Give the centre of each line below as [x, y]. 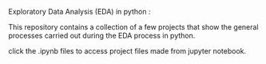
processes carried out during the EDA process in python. [102, 36]
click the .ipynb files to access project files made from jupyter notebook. [127, 51]
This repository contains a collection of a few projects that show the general [133, 27]
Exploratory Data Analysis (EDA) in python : [79, 12]
